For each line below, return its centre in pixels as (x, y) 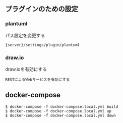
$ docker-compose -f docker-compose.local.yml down (60, 115)
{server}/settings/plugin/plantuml (43, 45)
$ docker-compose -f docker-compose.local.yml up (58, 111)
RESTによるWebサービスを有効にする (38, 80)
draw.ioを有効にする (26, 69)
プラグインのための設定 (42, 9)
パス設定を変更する (25, 35)
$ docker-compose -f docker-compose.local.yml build (62, 107)
